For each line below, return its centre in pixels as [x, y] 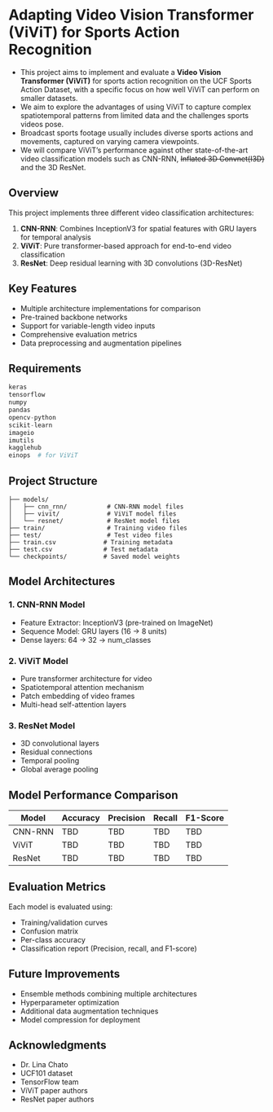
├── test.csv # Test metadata [84, 549]
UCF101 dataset [46, 1074]
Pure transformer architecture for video [86, 679]
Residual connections [56, 752]
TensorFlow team [49, 1082]
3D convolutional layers [59, 744]
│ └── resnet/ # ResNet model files [95, 521]
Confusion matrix [49, 931]
